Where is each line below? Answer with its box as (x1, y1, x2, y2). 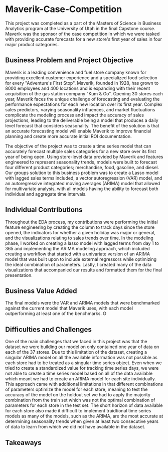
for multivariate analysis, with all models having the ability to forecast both (5, 186, 159, 192)
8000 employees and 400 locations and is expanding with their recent (5, 85, 150, 91)
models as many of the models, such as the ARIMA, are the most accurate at (5, 413, 163, 419)
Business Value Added (5, 286, 77, 295)
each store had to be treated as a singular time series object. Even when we (5, 360, 162, 366)
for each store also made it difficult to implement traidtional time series (5, 408, 151, 414)
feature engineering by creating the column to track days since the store (5, 224, 155, 230)
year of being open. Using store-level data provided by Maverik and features (5, 154, 163, 160)
